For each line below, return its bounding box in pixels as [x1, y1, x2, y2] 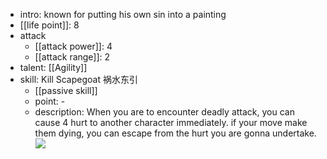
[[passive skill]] [34, 85, 98, 96]
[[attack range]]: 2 [34, 51, 111, 63]
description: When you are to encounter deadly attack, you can [34, 106, 295, 118]
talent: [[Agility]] [19, 62, 88, 73]
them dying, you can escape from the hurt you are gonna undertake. [34, 127, 317, 139]
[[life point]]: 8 [19, 19, 80, 31]
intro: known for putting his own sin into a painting [19, 9, 227, 20]
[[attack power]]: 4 [34, 40, 113, 52]
